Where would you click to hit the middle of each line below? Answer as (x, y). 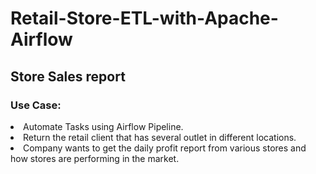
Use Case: (36, 105)
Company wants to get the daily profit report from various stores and (165, 148)
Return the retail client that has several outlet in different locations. (160, 137)
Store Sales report (68, 76)
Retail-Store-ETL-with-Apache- (144, 18)
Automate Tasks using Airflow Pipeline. (103, 126)
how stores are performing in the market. (95, 158)
